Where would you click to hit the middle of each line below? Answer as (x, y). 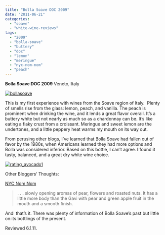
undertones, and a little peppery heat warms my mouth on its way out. (77, 129)
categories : (17, 19)
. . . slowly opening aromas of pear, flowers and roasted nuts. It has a (87, 193)
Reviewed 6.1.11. (21, 228)
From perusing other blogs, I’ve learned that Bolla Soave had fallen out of (80, 139)
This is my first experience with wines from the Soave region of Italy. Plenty (82, 103)
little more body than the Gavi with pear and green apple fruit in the (85, 198)
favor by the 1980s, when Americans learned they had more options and (79, 144)
